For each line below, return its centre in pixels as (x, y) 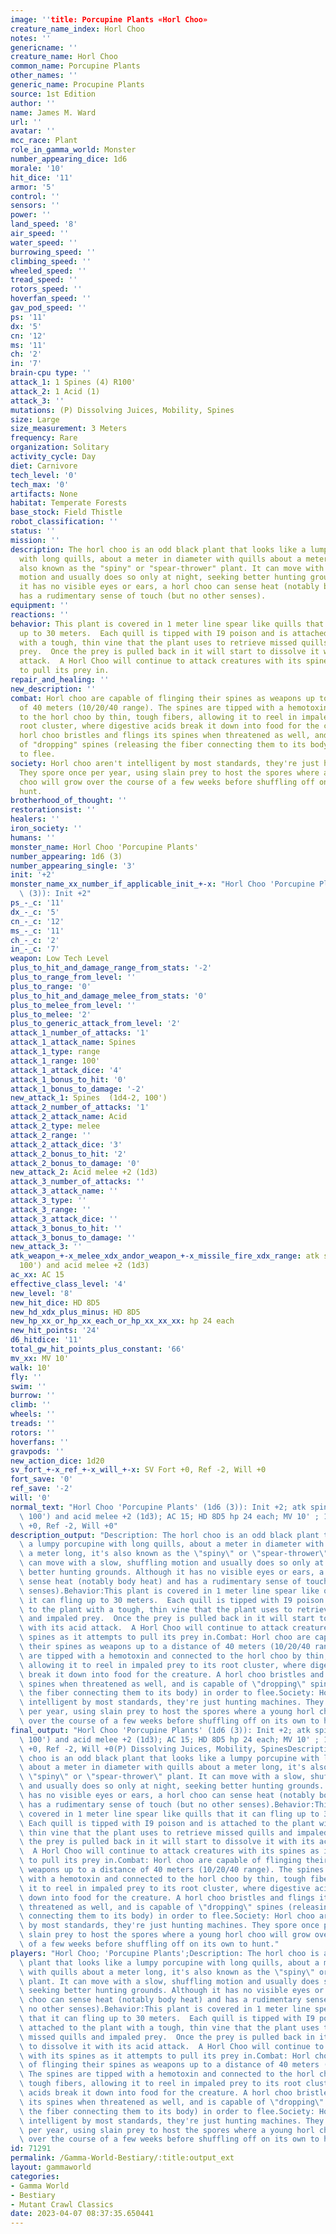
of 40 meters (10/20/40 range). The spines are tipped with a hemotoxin (174, 707)
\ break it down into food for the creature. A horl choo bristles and (172, 1674)
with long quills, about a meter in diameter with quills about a (160, 559)
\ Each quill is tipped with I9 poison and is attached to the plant (167, 1823)
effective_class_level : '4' (69, 1284)
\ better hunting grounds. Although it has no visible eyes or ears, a (172, 1572)
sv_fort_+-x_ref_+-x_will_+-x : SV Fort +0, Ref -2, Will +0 (138, 1470)
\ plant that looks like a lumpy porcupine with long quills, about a (169, 1962)
